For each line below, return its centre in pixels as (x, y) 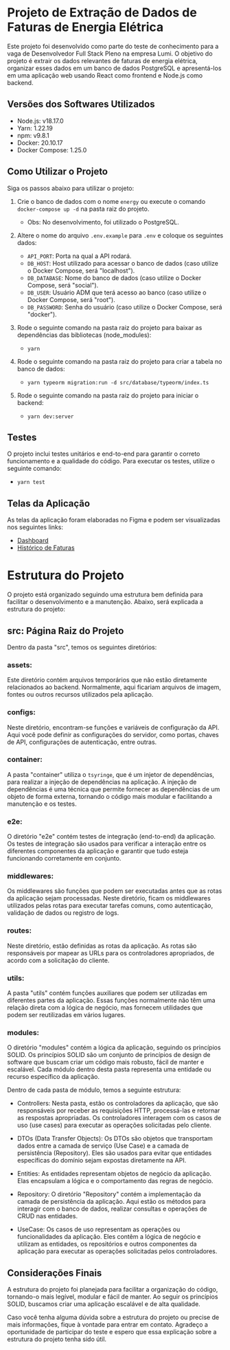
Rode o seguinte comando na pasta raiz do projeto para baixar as (110, 327)
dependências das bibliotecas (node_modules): (84, 335)
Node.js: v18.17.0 (40, 121)
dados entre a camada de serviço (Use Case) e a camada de (103, 1146)
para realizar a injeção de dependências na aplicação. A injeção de (102, 782)
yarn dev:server (50, 417)
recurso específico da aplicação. (54, 1077)
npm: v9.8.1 (33, 135)
